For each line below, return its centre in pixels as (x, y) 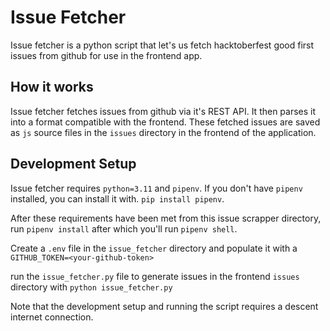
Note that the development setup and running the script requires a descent (164, 306)
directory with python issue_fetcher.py (91, 287)
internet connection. (52, 317)
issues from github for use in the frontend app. (106, 55)
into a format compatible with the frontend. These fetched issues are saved (165, 122)
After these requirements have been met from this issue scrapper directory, (166, 218)
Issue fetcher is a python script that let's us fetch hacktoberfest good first (162, 45)
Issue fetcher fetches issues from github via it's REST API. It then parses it (163, 111)
